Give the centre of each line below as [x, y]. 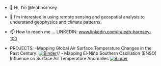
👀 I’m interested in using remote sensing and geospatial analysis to [77, 17]
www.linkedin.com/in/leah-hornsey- [115, 32]
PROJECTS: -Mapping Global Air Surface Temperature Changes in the [81, 48]
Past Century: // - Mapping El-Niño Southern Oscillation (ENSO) [83, 53]
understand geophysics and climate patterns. [55, 22]
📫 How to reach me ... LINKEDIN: [43, 32]
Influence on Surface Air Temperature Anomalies [59, 58]
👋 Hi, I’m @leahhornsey [33, 8]
